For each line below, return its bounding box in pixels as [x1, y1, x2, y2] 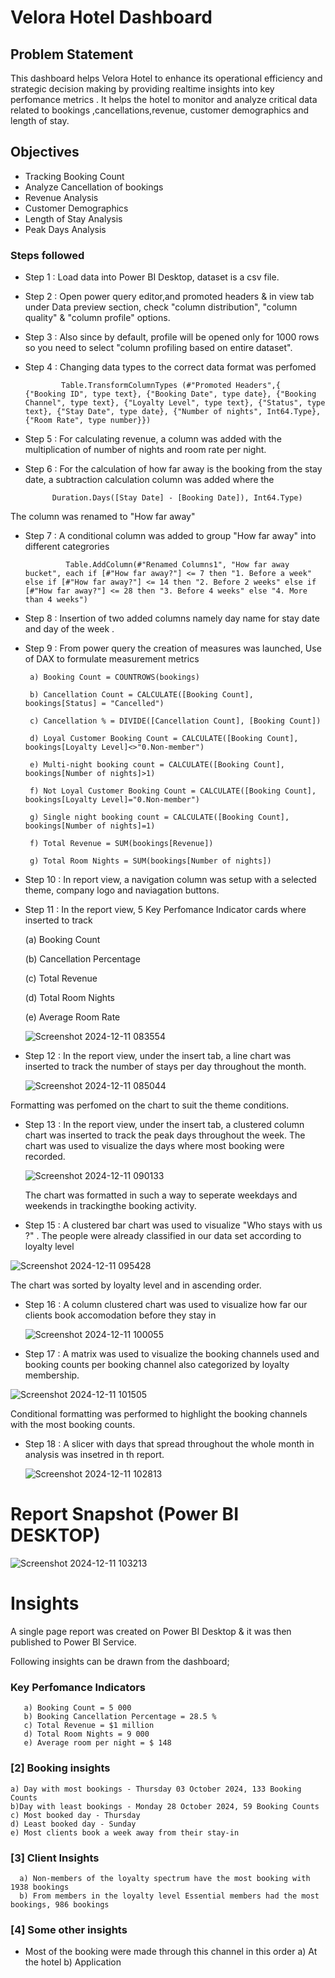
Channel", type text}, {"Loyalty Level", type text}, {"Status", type [24, 398, 326, 408]
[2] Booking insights [10, 1761, 111, 1775]
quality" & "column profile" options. [24, 312, 171, 324]
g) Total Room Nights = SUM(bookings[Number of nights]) [29, 856, 272, 866]
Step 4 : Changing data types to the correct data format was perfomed [24, 361, 317, 373]
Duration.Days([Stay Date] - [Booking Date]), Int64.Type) [51, 493, 303, 503]
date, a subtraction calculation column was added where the [24, 474, 275, 486]
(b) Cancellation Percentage [24, 953, 141, 965]
